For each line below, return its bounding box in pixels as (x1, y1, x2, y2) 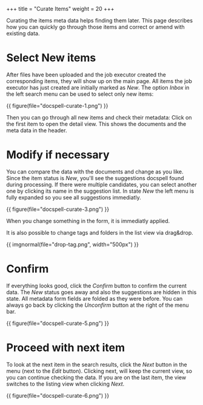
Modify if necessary (6, 148, 110, 162)
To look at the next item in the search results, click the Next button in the (6, 361, 188, 368)
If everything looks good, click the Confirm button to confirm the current (6, 282, 187, 289)
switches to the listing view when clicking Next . (6, 380, 125, 387)
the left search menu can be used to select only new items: (6, 90, 154, 98)
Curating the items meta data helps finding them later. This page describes (6, 17, 193, 24)
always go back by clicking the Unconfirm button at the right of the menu (6, 301, 189, 309)
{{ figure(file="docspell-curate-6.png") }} (6, 392, 110, 399)
